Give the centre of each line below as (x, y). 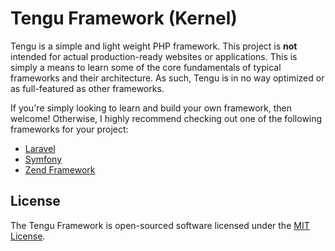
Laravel (40, 148)
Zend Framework (60, 169)
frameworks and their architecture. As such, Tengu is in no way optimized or (167, 78)
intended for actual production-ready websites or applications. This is (154, 56)
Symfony (43, 159)
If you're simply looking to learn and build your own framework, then (151, 108)
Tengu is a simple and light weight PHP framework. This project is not (154, 46)
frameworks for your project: (69, 129)
